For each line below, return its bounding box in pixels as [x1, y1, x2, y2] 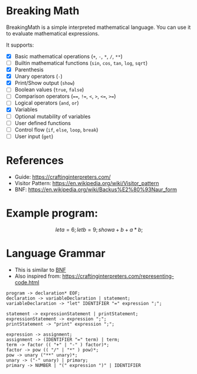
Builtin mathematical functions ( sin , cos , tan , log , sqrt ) [14, 60, 148, 66]
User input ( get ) [14, 133, 54, 140]
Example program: [6, 206, 98, 219]
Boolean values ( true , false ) [14, 86, 84, 93]
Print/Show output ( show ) [14, 80, 75, 87]
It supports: [6, 41, 34, 48]
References [6, 153, 64, 167]
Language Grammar [6, 247, 106, 260]
